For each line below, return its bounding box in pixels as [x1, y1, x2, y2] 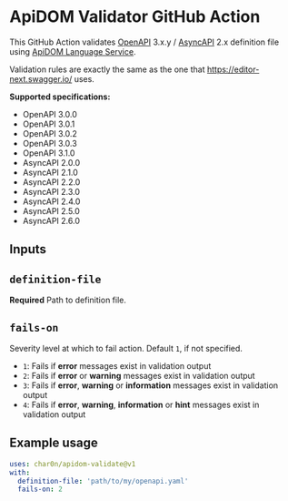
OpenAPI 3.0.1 [22, 118, 75, 129]
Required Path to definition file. [9, 294, 127, 306]
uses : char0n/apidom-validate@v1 [9, 459, 136, 468]
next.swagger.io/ [9, 73, 73, 84]
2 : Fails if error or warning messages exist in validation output [22, 370, 256, 381]
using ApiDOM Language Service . [9, 46, 136, 56]
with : [9, 467, 30, 477]
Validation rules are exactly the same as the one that [9, 64, 206, 75]
